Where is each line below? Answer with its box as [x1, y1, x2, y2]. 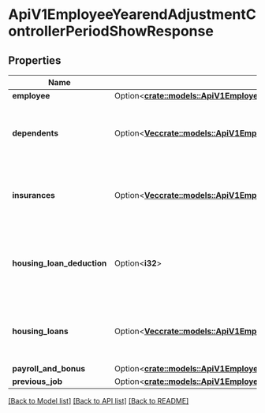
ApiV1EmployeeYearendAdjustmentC [8, 6, 256, 24]
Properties [8, 54, 62, 67]
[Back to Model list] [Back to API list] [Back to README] [8, 396, 189, 405]
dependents [12, 128, 59, 139]
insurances [12, 190, 55, 200]
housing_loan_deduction [12, 258, 107, 269]
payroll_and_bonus [12, 363, 85, 374]
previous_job [12, 376, 63, 387]
